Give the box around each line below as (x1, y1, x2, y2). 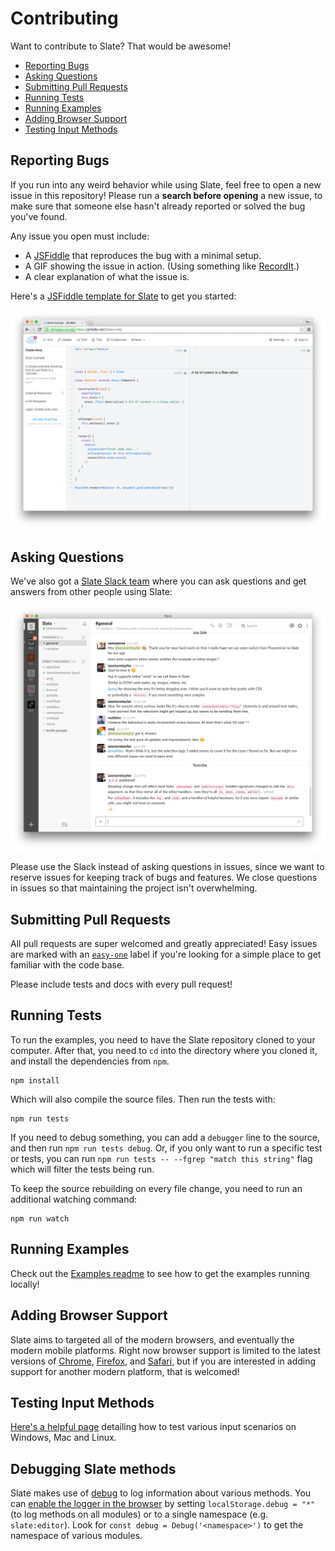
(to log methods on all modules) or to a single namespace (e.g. (10, 1508, 269, 1521)
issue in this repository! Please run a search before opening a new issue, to (10, 189, 323, 201)
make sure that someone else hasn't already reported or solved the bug (10, 200, 306, 212)
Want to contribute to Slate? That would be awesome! (10, 40, 232, 52)
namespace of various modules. (10, 1530, 143, 1542)
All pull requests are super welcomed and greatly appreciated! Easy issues (10, 938, 318, 950)
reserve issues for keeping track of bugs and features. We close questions (10, 872, 318, 884)
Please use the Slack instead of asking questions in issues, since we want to (10, 861, 325, 873)
